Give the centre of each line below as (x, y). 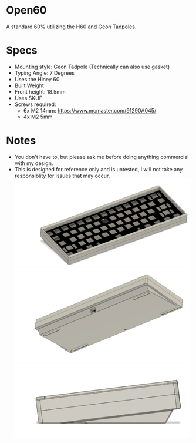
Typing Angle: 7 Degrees (45, 73)
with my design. (34, 163)
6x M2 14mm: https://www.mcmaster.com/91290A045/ (90, 110)
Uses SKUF (28, 98)
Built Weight (29, 85)
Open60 (26, 10)
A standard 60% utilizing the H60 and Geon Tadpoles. (71, 27)
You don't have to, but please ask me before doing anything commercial (102, 157)
